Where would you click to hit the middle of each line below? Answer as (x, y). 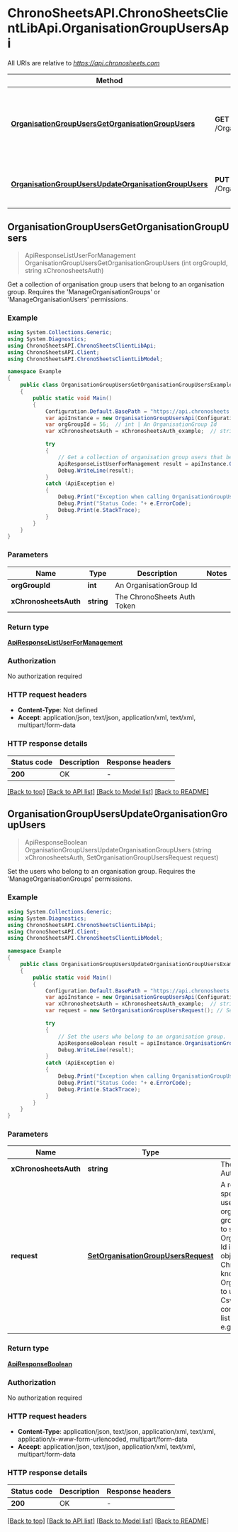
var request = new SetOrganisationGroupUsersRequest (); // (134, 1011)
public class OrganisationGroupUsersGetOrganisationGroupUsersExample (126, 385)
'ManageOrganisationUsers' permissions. (68, 299)
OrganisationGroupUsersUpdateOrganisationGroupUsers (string (118, 850)
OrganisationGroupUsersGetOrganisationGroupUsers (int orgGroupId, (126, 263)
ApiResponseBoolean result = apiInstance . (121, 1043)
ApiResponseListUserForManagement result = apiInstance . (144, 464)
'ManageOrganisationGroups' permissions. (70, 879)
